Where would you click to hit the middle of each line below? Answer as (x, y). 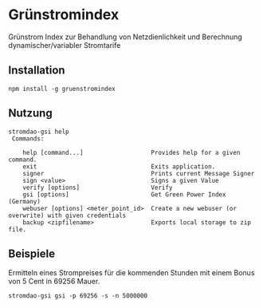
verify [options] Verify (98, 188)
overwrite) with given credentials (67, 215)
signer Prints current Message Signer (139, 173)
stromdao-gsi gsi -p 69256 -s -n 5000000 (78, 296)
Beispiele (32, 253)
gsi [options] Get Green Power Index (124, 194)
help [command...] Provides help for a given (131, 152)
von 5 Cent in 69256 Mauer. (54, 282)
